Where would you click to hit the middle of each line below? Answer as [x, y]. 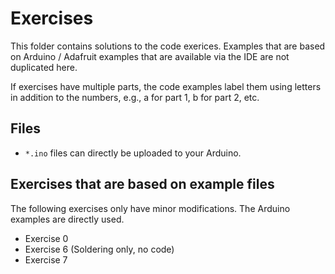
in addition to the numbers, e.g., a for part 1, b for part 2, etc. [135, 97]
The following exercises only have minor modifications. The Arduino [150, 208]
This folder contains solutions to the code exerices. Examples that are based [168, 46]
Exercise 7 [46, 259]
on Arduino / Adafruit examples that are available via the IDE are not [150, 56]
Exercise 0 [46, 238]
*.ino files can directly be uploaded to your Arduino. [133, 153]
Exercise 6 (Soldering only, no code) [99, 249]
